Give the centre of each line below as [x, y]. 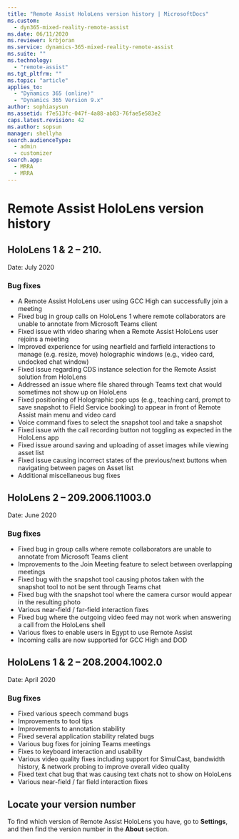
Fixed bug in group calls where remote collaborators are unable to [115, 549]
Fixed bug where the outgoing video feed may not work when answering [124, 617]
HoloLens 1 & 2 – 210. [55, 250]
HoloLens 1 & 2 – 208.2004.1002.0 [85, 662]
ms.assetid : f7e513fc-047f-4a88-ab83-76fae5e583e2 [84, 113]
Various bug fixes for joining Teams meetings [84, 744]
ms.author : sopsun [35, 127]
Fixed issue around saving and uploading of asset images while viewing [123, 445]
